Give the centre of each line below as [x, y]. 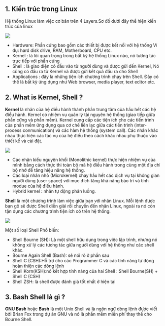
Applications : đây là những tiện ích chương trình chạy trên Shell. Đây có [85, 77]
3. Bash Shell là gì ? [35, 297]
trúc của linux [19, 26]
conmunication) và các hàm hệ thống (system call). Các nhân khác [90, 130]
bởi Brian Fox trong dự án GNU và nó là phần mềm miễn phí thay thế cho [79, 314]
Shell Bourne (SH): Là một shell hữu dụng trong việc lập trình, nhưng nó [85, 240]
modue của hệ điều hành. [38, 186]
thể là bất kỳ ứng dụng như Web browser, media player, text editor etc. [84, 81]
